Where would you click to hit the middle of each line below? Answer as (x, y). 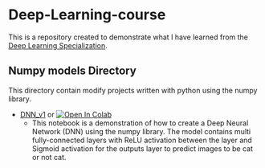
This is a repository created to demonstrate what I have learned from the (128, 37)
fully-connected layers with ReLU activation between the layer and (142, 140)
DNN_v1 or (37, 114)
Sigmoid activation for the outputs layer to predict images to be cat (143, 148)
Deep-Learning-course (87, 15)
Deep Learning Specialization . (58, 45)
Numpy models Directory (72, 71)
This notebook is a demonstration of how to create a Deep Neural (140, 123)
